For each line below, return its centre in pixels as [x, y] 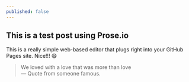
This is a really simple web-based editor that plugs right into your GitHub [95, 50]
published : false [28, 12]
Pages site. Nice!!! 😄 [32, 56]
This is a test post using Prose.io [68, 36]
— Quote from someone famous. [60, 74]
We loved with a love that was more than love [76, 67]
